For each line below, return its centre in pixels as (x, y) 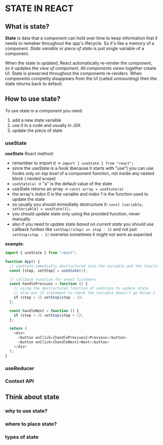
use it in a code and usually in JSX (46, 125)
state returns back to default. (34, 84)
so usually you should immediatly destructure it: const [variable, (78, 204)
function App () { (23, 261)
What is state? (27, 27)
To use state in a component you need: (44, 110)
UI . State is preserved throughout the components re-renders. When (73, 73)
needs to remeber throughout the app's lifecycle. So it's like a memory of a (80, 43)
